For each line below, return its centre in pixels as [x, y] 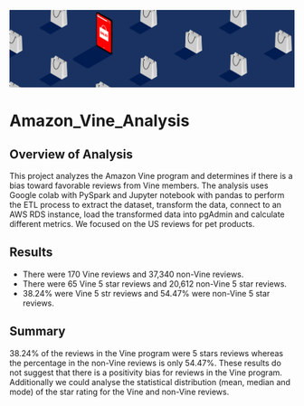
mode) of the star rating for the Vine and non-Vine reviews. [119, 392]
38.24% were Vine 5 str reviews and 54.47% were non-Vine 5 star [146, 293]
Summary [38, 331]
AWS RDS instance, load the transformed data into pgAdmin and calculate [147, 214]
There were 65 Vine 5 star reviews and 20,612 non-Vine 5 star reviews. [155, 283]
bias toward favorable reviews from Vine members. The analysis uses [139, 185]
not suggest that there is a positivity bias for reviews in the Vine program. [146, 373]
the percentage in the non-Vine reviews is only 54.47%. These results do [146, 363]
